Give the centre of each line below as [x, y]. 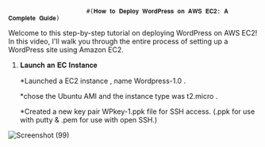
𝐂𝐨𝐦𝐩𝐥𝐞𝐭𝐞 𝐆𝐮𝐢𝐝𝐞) [34, 18]
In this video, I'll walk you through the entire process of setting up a [118, 41]
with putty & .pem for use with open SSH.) [88, 120]
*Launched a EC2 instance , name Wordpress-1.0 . [103, 81]
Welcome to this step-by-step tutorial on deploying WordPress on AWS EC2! [133, 33]
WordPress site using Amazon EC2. [66, 50]
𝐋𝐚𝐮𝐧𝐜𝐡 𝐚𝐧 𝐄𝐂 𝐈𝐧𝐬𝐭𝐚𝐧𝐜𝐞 [58, 65]
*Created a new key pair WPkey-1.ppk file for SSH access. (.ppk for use [137, 111]
